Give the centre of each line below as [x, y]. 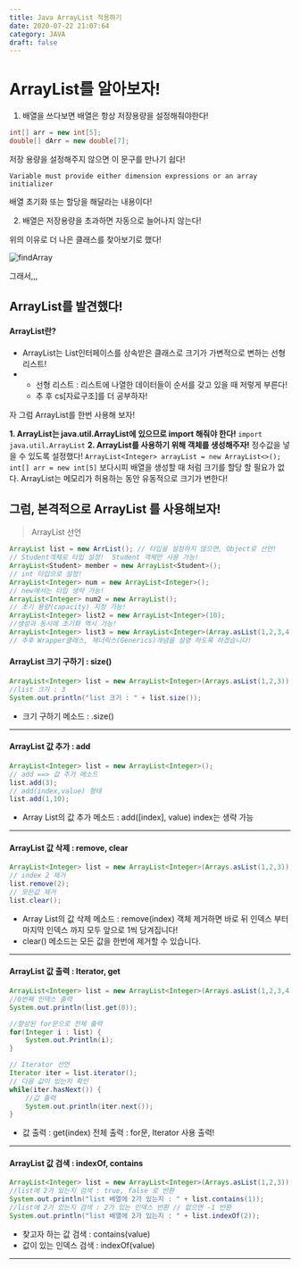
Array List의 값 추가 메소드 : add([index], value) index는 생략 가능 [138, 817]
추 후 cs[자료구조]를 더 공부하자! [92, 396]
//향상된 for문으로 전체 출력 [56, 1023]
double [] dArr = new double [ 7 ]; [69, 141]
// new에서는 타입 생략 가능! [57, 590]
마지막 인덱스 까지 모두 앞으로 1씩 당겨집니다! [100, 930]
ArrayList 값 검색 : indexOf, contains [76, 1163]
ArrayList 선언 [56, 532]
